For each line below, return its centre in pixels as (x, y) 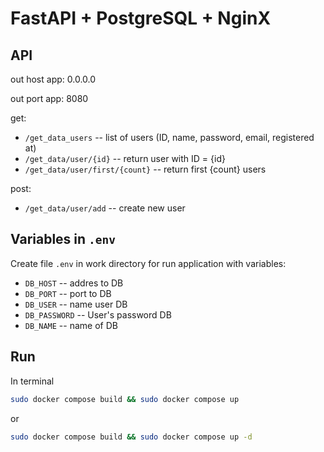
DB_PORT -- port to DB (68, 293)
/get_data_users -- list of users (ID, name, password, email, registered (169, 137)
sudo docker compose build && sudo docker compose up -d (131, 437)
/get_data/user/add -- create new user (105, 208)
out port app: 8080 (49, 98)
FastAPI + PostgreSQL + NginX (141, 18)
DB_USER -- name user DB (76, 304)
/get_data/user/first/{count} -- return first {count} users (145, 169)
